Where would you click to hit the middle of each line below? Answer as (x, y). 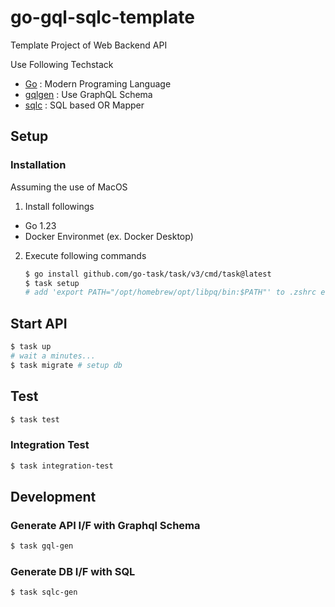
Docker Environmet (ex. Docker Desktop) (109, 236)
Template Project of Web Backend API (89, 45)
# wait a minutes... (53, 356)
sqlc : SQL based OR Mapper (84, 105)
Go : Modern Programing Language (98, 83)
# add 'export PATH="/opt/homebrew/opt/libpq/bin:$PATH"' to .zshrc (170, 292)
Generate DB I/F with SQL (73, 572)
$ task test (35, 419)
